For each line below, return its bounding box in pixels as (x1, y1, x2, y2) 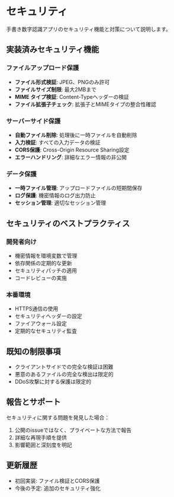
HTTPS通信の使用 (14, 305, 59, 312)
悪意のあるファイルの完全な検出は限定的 (14, 371, 114, 378)
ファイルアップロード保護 (6, 64, 79, 72)
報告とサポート (6, 397, 61, 407)
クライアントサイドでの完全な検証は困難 (14, 363, 114, 370)
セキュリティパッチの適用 (14, 267, 77, 274)
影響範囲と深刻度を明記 (14, 441, 72, 448)
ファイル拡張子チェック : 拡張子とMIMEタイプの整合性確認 (14, 101, 157, 108)
